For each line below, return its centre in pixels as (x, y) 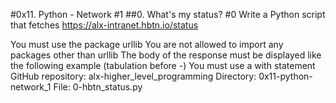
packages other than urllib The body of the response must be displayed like (166, 55)
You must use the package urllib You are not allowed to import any (147, 44)
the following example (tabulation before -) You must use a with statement (163, 65)
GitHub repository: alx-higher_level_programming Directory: (133, 76)
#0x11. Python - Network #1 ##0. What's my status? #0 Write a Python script (168, 14)
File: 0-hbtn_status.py (98, 87)
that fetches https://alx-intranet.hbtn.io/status (104, 25)
